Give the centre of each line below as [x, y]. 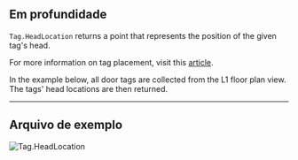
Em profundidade [58, 15]
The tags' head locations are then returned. [89, 88]
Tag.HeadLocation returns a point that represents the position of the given [143, 35]
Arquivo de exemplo [66, 125]
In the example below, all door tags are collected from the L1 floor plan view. [148, 80]
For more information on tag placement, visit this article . [112, 62]
